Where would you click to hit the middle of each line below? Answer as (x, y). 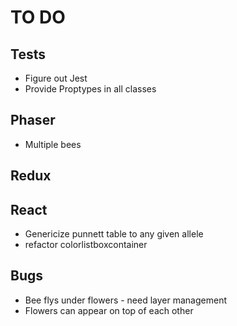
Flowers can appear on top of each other (109, 310)
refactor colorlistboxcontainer (86, 245)
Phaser (33, 120)
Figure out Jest (56, 78)
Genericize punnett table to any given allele (114, 234)
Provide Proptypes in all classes (90, 89)
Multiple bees (53, 144)
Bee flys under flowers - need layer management (126, 300)
